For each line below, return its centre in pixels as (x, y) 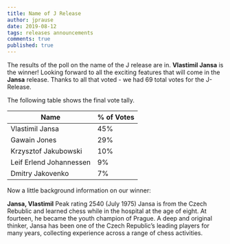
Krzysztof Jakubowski (46, 151)
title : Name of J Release (44, 13)
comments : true (29, 39)
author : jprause (30, 20)
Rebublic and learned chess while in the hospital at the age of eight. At (107, 211)
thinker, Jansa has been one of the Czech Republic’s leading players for (108, 225)
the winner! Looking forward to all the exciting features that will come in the (114, 72)
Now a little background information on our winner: (79, 190)
